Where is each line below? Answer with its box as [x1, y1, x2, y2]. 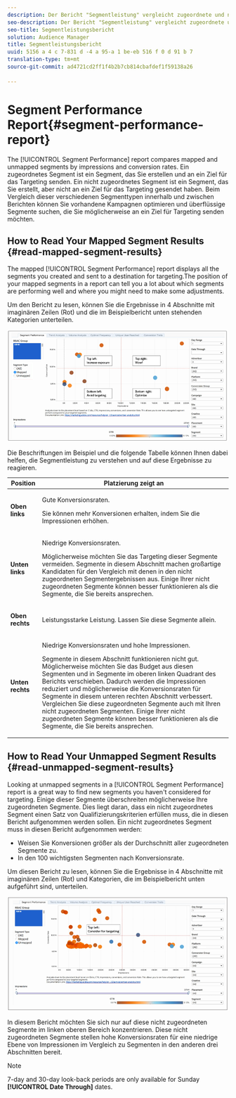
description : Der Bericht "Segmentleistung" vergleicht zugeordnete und [7, 11, 225, 18]
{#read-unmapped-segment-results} [7, 761, 174, 773]
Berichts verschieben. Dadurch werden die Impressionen [41, 677, 206, 685]
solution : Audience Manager [7, 34, 90, 41]
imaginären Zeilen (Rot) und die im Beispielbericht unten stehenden [7, 308, 202, 316]
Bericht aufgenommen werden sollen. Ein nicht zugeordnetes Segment [7, 818, 212, 826]
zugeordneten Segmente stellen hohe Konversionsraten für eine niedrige [7, 1033, 218, 1042]
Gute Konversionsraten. [41, 496, 110, 504]
